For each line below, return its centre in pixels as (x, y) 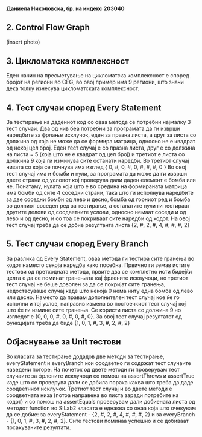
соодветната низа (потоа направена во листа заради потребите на (93, 395)
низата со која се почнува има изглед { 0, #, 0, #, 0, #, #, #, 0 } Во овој (96, 167)
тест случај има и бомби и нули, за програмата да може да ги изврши (97, 174)
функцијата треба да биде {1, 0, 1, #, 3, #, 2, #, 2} (68, 323)
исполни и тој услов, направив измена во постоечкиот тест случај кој (96, 303)
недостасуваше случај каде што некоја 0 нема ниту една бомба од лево (100, 291)
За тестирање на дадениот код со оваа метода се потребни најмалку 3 (99, 122)
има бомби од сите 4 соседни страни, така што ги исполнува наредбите (100, 193)
